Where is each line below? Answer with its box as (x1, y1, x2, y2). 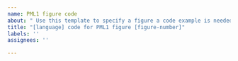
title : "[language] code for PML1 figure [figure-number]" (7, 23, 186, 30)
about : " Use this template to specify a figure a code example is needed (7, 17, 233, 24)
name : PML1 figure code (7, 10, 78, 18)
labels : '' (7, 30, 40, 38)
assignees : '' (7, 37, 50, 44)
